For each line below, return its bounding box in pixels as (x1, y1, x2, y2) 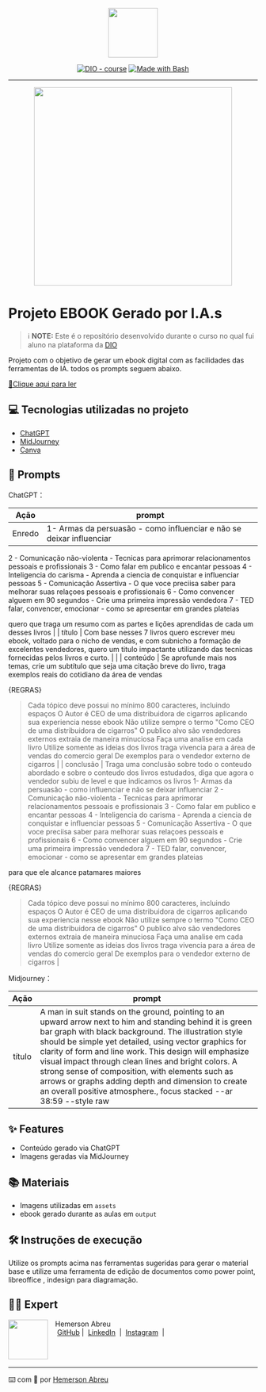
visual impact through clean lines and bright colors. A (40, 1056, 237, 1067)
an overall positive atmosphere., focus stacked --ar (40, 1085, 234, 1096)
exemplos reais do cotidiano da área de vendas (8, 669, 162, 679)
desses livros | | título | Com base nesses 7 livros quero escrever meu (8, 627, 236, 637)
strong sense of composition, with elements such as (40, 1065, 234, 1076)
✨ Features (8, 1122, 64, 1136)
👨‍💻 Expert (8, 1298, 58, 1312)
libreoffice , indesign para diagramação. (8, 1275, 139, 1284)
